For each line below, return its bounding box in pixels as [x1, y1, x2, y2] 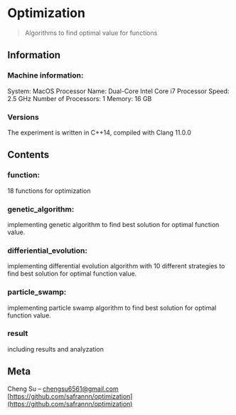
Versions [7, 112, 39, 122]
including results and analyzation [7, 345, 104, 353]
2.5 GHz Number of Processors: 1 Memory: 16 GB [7, 94, 152, 103]
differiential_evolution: [7, 246, 87, 256]
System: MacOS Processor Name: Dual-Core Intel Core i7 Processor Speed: [7, 87, 230, 95]
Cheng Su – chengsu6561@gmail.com [7, 384, 119, 393]
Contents [7, 149, 50, 161]
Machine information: [7, 70, 84, 80]
